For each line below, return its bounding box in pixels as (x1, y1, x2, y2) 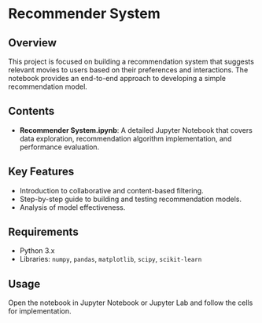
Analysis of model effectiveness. (19, 202, 126, 212)
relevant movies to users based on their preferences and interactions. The (8, 65, 249, 75)
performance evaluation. (19, 142, 100, 152)
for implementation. (8, 306, 72, 316)
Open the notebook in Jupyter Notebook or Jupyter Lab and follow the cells (8, 298, 253, 307)
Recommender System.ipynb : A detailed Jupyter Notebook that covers (19, 125, 253, 134)
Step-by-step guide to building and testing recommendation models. (19, 194, 242, 204)
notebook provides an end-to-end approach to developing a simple (8, 74, 227, 83)
